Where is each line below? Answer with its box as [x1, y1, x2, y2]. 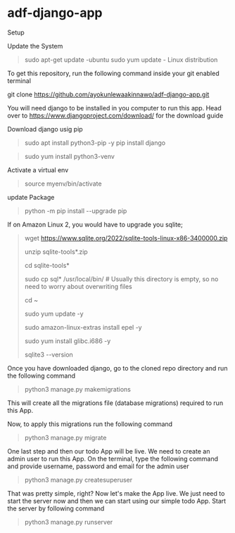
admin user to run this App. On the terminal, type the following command [7, 454, 219, 463]
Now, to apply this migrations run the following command [7, 420, 173, 428]
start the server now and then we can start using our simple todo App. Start [7, 496, 227, 505]
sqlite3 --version [24, 350, 74, 359]
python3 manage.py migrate [24, 433, 107, 442]
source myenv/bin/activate [24, 179, 102, 188]
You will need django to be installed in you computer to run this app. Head [7, 103, 222, 112]
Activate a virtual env [7, 165, 69, 174]
